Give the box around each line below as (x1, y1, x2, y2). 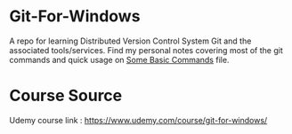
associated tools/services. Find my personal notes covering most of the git (9, 44, 283, 55)
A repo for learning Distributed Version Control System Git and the (9, 35, 252, 46)
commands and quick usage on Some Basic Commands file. (9, 54, 230, 65)
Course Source (9, 86, 123, 106)
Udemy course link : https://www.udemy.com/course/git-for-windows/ (9, 114, 268, 125)
